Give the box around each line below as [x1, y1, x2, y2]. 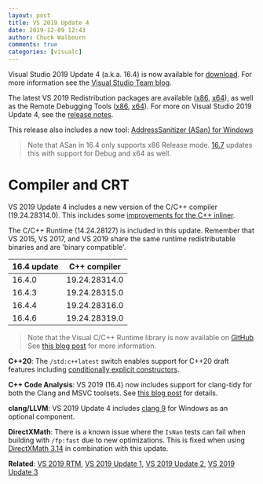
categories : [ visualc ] [8, 48, 82, 56]
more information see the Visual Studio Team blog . [8, 78, 172, 87]
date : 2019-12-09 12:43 [8, 26, 86, 34]
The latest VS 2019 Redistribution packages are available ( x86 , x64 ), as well [8, 93, 254, 102]
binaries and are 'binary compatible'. [8, 242, 126, 251]
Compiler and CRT [8, 176, 130, 194]
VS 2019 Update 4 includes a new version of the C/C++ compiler [8, 202, 218, 211]
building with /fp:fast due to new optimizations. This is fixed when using [8, 435, 246, 445]
